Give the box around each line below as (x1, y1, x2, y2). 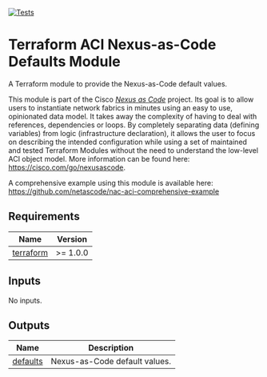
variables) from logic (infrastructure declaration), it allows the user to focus (8, 128, 256, 138)
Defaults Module (8, 53, 122, 71)
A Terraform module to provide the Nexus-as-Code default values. (8, 78, 228, 88)
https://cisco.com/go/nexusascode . (8, 162, 126, 172)
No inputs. (8, 295, 42, 305)
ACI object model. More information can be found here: (8, 154, 190, 163)
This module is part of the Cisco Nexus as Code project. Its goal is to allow (8, 94, 254, 104)
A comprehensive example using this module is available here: (8, 178, 213, 187)
